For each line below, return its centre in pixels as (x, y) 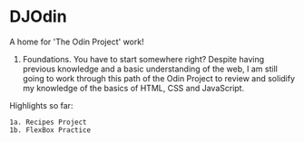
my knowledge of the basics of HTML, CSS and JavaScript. (133, 88)
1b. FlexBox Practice (50, 130)
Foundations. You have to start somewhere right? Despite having (143, 59)
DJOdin (38, 17)
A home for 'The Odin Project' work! (77, 42)
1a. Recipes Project (49, 122)
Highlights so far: (41, 105)
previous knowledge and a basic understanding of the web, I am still (150, 69)
